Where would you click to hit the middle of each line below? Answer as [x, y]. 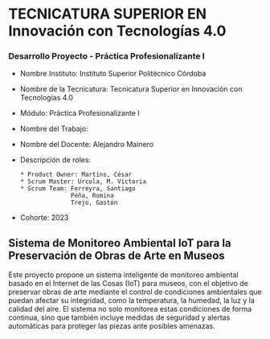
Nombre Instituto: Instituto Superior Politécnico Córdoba [113, 74]
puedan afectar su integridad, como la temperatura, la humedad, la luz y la [132, 300]
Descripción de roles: [55, 160]
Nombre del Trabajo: [54, 129]
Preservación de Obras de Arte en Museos [117, 255]
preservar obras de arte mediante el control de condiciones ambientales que [135, 292]
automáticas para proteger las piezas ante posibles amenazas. [112, 326]
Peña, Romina [92, 196]
